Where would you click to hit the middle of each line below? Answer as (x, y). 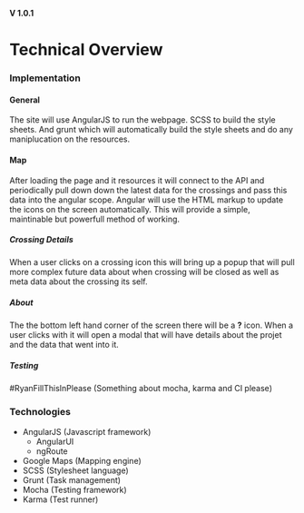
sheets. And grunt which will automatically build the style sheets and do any (151, 130)
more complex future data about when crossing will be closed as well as (144, 272)
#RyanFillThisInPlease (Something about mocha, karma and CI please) (141, 389)
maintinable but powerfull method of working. (94, 219)
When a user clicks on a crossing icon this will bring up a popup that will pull (152, 262)
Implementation (45, 78)
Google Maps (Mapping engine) (82, 460)
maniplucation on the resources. (70, 139)
